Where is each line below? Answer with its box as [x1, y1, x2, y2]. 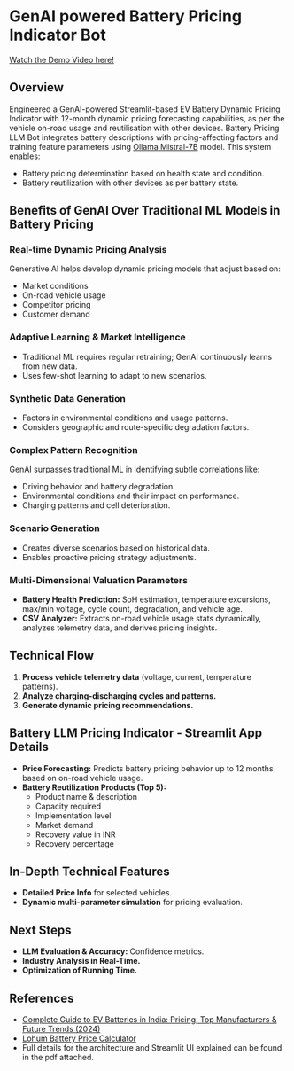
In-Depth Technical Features [9, 864, 170, 879]
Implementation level [35, 809, 112, 821]
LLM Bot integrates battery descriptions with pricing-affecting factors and [9, 131, 279, 143]
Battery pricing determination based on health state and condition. [21, 168, 265, 178]
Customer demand [21, 309, 90, 320]
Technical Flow [9, 648, 95, 663]
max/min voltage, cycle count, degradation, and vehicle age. [21, 603, 244, 614]
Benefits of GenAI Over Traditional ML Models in [9, 203, 281, 218]
